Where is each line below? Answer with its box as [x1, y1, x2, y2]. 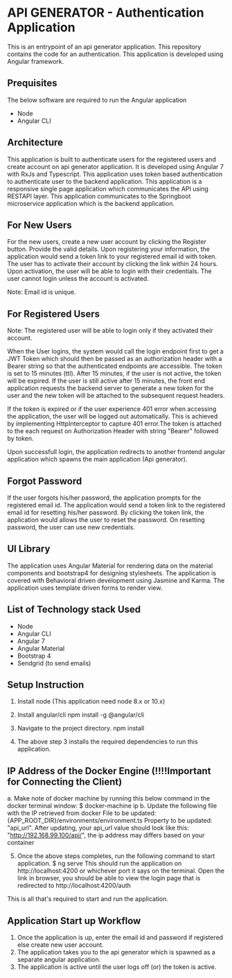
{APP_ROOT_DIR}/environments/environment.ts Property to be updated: [7, 817, 213, 825]
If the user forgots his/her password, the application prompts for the [7, 494, 202, 502]
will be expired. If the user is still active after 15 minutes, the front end [7, 376, 206, 385]
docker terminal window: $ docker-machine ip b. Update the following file [7, 802, 217, 810]
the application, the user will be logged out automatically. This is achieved [7, 412, 218, 421]
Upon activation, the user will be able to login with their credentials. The [7, 267, 213, 275]
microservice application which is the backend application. [7, 199, 175, 207]
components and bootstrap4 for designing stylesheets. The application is [7, 568, 217, 577]
